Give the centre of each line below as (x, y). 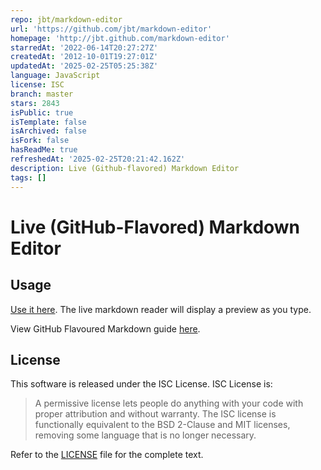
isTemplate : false (48, 122)
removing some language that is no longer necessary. (145, 435)
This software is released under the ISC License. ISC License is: (141, 384)
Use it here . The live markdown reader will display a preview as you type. (161, 309)
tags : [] (28, 177)
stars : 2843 (35, 103)
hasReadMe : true (44, 150)
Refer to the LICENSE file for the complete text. (107, 455)
